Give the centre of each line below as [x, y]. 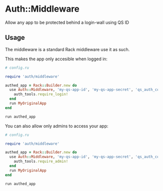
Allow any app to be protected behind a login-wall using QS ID [67, 22]
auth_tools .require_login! [41, 94]
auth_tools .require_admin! [41, 161]
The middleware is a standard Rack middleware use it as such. [67, 49]
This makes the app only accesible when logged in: [56, 59]
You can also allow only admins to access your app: [57, 126]
